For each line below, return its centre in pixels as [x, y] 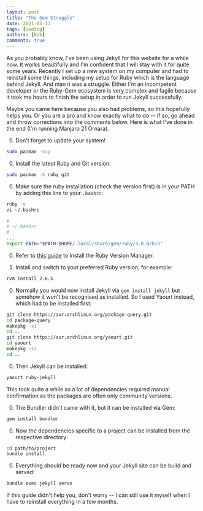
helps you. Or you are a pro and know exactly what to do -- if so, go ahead [101, 115]
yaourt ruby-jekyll [31, 377]
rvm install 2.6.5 [30, 279]
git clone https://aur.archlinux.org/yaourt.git [70, 337]
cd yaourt [19, 343]
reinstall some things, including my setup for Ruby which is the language [98, 78]
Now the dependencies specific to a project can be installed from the [102, 431]
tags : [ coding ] [26, 29]
